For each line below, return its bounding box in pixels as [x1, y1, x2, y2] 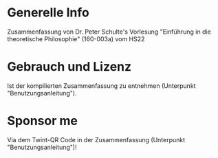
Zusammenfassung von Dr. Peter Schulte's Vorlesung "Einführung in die [7, 27, 211, 36]
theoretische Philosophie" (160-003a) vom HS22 [7, 34, 145, 43]
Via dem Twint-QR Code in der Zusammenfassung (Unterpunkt [7, 135, 186, 144]
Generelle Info [7, 5, 89, 21]
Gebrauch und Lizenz [7, 59, 132, 75]
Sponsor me [7, 113, 78, 128]
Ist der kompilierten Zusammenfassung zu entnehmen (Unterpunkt [7, 81, 196, 90]
